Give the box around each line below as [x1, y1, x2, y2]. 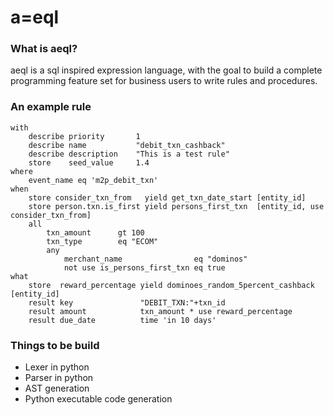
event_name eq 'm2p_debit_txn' [28, 175, 159, 185]
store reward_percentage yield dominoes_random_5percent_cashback [28, 280, 315, 290]
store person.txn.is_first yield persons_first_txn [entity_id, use [28, 201, 325, 211]
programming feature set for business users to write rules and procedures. [10, 75, 318, 87]
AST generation [24, 382, 90, 395]
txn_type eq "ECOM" [46, 236, 159, 246]
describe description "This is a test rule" [28, 149, 230, 159]
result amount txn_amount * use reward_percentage [28, 306, 293, 316]
